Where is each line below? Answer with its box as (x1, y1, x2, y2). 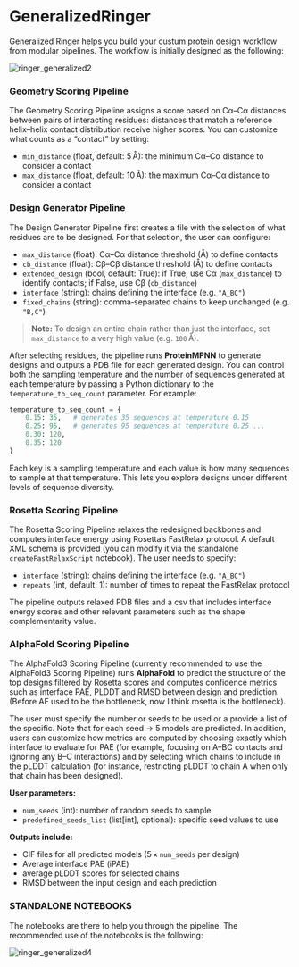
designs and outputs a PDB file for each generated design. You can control (9, 359, 285, 370)
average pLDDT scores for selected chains (21, 868, 180, 879)
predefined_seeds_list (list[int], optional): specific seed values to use (21, 814, 278, 825)
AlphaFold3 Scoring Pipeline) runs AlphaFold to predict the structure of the (9, 668, 286, 679)
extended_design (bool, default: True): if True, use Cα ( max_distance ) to (21, 268, 283, 279)
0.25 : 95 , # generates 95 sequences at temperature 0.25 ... (25, 421, 266, 430)
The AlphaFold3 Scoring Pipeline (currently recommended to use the (9, 658, 262, 669)
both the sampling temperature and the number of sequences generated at (9, 369, 286, 379)
